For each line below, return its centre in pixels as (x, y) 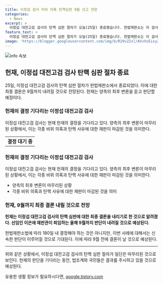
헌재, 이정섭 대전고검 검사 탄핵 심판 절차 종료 (67, 73)
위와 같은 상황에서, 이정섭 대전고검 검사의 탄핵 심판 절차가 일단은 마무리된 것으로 (81, 254)
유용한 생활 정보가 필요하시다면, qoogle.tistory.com (54, 277)
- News (16, 19)
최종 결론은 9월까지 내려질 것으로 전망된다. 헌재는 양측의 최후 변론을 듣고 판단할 (80, 91)
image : (12, 41)
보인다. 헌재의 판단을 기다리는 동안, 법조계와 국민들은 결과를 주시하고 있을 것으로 (81, 260)
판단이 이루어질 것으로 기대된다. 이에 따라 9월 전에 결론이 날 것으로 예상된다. (86, 239)
